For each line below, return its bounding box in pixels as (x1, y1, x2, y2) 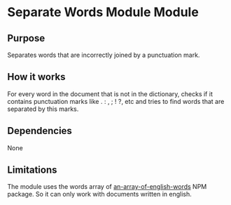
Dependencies (7, 125, 72, 137)
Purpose (7, 32, 45, 44)
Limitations (7, 164, 57, 176)
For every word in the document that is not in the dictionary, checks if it (7, 89, 213, 98)
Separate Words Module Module (7, 4, 199, 20)
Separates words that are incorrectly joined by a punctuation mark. (7, 51, 200, 59)
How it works (7, 71, 66, 83)
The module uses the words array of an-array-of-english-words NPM (7, 183, 207, 191)
